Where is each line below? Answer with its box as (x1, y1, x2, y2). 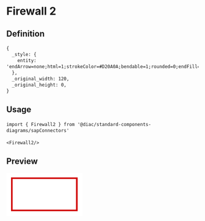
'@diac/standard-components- (77, 121, 151, 127)
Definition (6, 29, 45, 39)
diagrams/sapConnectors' (6, 127, 70, 133)
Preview (6, 156, 38, 167)
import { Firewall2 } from (6, 121, 75, 127)
